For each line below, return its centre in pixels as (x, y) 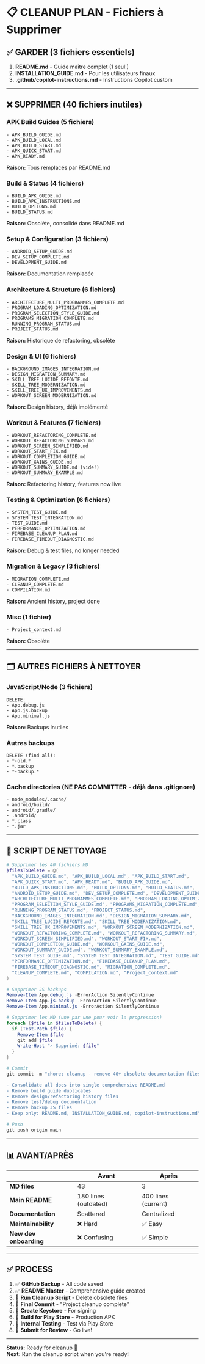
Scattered (91, 1214)
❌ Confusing (95, 1237)
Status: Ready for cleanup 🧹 (42, 1348)
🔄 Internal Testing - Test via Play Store (64, 1324)
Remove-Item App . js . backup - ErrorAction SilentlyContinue (81, 1001)
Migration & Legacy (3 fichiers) (53, 566)
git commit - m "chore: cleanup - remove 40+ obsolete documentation (95, 1074)
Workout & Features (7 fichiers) (54, 423)
